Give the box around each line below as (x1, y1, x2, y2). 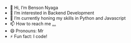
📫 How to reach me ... (9, 21, 56, 27)
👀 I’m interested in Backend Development (9, 10, 94, 16)
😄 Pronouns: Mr (9, 28, 44, 34)
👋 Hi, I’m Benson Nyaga (9, 5, 59, 10)
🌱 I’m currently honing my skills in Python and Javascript (9, 15, 126, 21)
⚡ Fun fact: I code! (9, 34, 48, 39)
